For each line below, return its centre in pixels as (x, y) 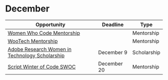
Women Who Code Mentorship (44, 33)
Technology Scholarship (36, 55)
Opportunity (51, 24)
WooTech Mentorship (33, 41)
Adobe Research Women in (39, 49)
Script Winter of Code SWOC (42, 66)
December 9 (113, 52)
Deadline (113, 24)
